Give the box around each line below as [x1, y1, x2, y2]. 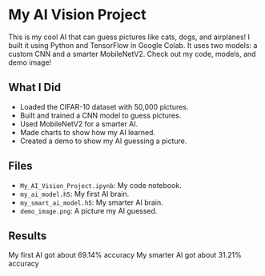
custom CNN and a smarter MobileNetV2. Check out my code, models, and [8, 49, 256, 58]
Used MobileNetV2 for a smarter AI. [19, 118, 139, 129]
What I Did [8, 81, 62, 94]
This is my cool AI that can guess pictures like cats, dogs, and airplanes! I [8, 32, 251, 42]
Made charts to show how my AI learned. [19, 127, 156, 137]
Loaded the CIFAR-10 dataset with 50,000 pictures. [19, 102, 189, 111]
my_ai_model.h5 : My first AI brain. [19, 189, 130, 198]
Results [8, 229, 47, 242]
